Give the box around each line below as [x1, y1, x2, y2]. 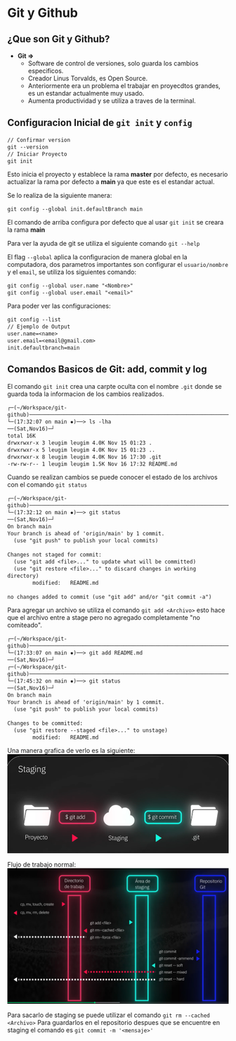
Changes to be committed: [7, 720, 83, 727]
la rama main [7, 225, 46, 234]
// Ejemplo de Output [7, 323, 71, 330]
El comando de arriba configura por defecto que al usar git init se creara [7, 218, 224, 226]
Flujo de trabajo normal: [7, 861, 77, 869]
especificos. [27, 67, 64, 75]
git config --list [7, 316, 61, 323]
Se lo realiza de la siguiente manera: [7, 191, 112, 199]
